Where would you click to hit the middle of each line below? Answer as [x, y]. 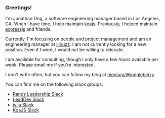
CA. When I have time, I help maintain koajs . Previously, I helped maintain [81, 24]
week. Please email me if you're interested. [50, 65]
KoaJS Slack [26, 110]
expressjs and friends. [28, 29]
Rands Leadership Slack [38, 94]
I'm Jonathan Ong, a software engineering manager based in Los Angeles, [83, 19]
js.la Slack [23, 105]
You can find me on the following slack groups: [54, 84]
